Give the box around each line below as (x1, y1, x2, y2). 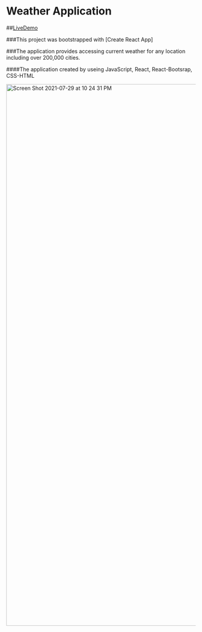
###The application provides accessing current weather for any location (6, 47, 186, 55)
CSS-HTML (6, 72, 35, 79)
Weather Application (6, 4, 112, 18)
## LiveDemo (6, 24, 38, 31)
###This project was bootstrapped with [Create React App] (6, 36, 153, 43)
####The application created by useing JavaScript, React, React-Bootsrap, (6, 65, 192, 73)
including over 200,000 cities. (6, 54, 81, 61)
